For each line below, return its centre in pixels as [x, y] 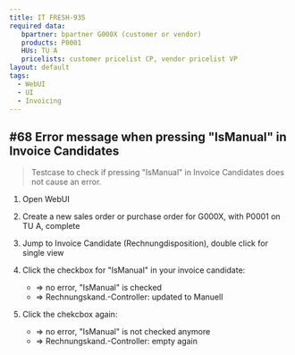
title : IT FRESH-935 [48, 17]
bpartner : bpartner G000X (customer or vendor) [111, 34]
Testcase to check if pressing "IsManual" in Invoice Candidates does [157, 173]
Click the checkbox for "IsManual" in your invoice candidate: [134, 270]
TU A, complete [51, 226]
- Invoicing [40, 101]
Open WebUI [46, 199]
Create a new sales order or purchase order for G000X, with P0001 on [151, 216]
